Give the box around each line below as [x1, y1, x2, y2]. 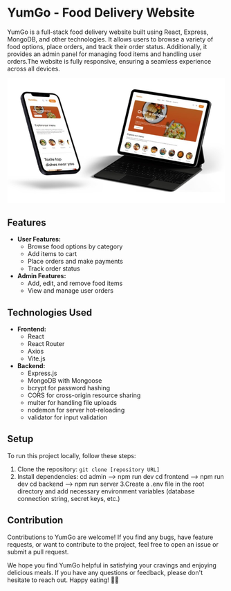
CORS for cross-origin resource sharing [27, 391, 141, 399]
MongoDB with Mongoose [27, 376, 102, 385]
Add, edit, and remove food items [27, 279, 123, 288]
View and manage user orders [27, 287, 114, 295]
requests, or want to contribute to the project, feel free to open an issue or [7, 540, 219, 548]
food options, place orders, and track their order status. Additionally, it [7, 42, 207, 51]
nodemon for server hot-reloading [27, 406, 125, 414]
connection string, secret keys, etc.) [17, 494, 120, 502]
